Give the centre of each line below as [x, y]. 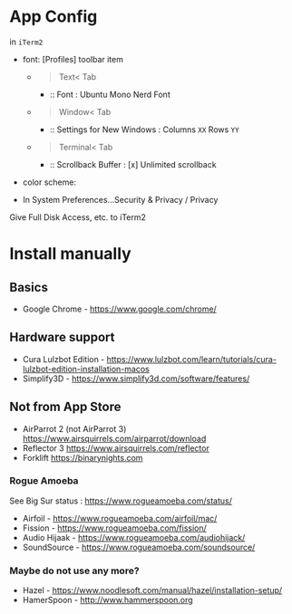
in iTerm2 [26, 42]
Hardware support [62, 337]
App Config [54, 17]
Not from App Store [65, 407]
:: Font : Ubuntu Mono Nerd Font [110, 94]
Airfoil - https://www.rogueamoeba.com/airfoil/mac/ [120, 518]
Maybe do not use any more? [74, 571]
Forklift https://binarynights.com [83, 457]
